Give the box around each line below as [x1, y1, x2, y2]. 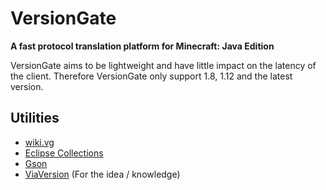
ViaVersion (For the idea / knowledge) [24, 168, 181, 180]
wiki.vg [24, 136, 55, 148]
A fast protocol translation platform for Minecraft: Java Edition [10, 40, 275, 52]
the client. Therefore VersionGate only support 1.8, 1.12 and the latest [10, 70, 293, 82]
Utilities [10, 110, 60, 127]
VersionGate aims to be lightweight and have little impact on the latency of [10, 59, 317, 71]
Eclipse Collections [24, 147, 104, 159]
